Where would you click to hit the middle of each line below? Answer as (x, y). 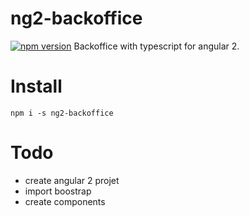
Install (36, 86)
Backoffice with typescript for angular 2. (156, 46)
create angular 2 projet (72, 180)
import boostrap (58, 191)
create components (65, 201)
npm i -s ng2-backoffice (62, 113)
